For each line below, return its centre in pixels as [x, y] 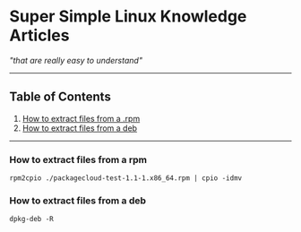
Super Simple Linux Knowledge [128, 17]
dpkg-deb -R [31, 219]
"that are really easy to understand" [76, 60]
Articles [39, 35]
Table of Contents [60, 97]
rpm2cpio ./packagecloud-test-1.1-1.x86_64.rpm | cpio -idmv [126, 178]
